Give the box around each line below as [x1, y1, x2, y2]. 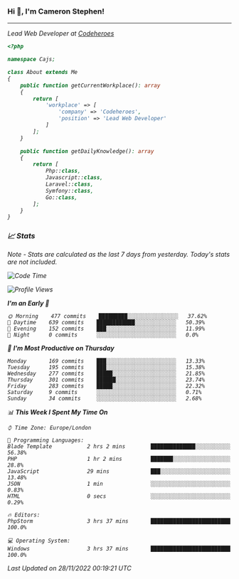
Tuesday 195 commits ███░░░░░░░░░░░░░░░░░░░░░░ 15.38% [7, 363, 205, 371]
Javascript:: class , [45, 174, 103, 181]
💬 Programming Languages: [7, 437, 84, 444]
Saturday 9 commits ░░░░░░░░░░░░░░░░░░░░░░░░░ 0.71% [7, 388, 202, 395]
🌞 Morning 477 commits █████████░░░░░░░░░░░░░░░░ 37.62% [7, 312, 208, 319]
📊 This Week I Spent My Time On [7, 408, 108, 416]
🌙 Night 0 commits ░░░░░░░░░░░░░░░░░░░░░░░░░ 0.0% [7, 331, 199, 339]
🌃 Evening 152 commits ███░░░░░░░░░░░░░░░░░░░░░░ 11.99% [7, 325, 205, 332]
